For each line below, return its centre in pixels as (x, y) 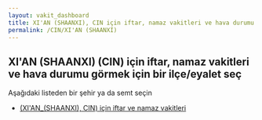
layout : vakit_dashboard (49, 15)
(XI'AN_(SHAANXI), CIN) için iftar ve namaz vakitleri (103, 108)
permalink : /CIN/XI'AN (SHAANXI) (63, 30)
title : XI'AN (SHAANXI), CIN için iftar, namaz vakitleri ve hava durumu (131, 23)
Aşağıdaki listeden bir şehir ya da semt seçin (80, 93)
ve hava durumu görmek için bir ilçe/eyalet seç (125, 74)
